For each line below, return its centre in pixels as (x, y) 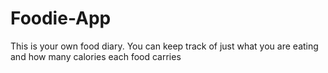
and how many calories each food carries (96, 56)
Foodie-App (61, 18)
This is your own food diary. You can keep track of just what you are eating (164, 46)
